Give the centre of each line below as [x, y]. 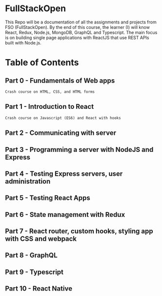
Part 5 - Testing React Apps [48, 198]
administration [28, 181]
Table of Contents [42, 63]
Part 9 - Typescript [34, 272]
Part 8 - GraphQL [31, 255]
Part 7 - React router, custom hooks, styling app [79, 231]
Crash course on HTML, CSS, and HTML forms [50, 92]
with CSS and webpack [41, 239]
